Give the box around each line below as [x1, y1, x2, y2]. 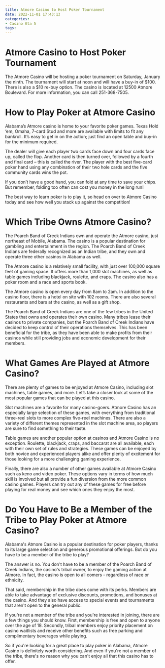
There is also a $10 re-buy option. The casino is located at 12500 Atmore [5, 84, 153, 90]
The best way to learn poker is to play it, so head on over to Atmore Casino [5, 194, 157, 200]
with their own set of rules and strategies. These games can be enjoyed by [5, 445, 157, 451]
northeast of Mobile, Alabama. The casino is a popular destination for [5, 238, 146, 244]
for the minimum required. [5, 139, 58, 145]
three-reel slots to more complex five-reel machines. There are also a [5, 415, 146, 420]
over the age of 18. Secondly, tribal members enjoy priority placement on [5, 622, 153, 628]
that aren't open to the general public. [5, 602, 82, 608]
